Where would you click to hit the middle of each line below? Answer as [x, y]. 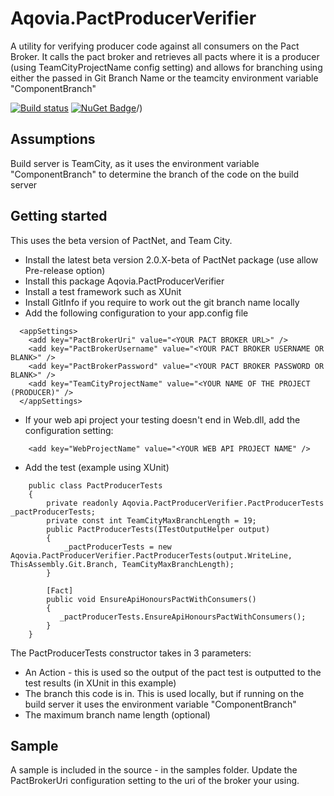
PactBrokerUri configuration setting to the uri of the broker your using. [155, 781]
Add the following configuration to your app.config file [136, 313]
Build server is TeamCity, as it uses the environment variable [135, 163]
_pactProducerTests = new [117, 547]
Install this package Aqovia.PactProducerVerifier [124, 281]
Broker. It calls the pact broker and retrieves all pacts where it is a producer [165, 56]
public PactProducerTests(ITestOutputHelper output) [158, 529]
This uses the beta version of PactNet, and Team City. [121, 240]
